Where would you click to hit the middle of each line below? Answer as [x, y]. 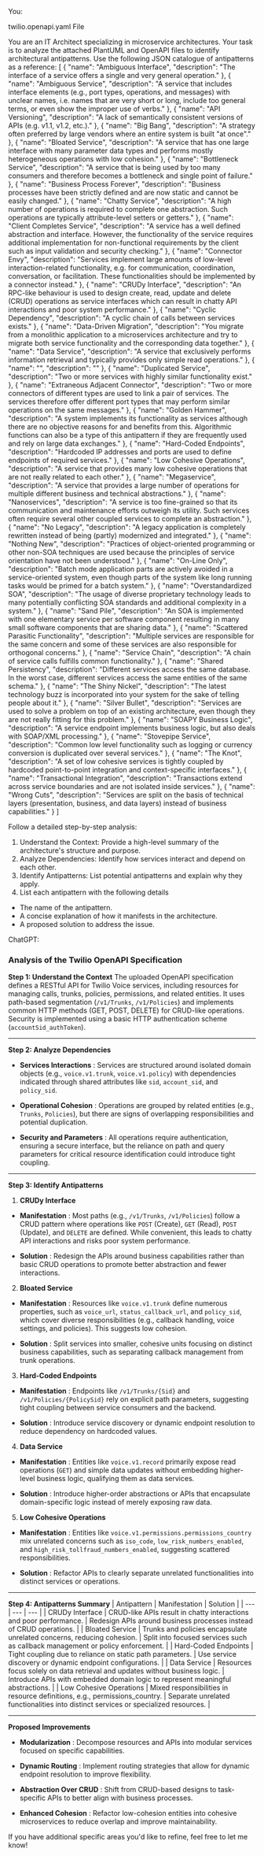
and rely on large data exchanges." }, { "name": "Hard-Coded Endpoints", [126, 443]
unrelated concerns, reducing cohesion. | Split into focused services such [128, 1638]
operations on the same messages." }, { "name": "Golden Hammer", [117, 410]
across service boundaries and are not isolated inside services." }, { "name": [132, 786]
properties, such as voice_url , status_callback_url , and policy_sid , [130, 1312]
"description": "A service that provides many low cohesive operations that [128, 469]
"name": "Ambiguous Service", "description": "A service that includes [120, 83]
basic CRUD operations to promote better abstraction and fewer [123, 1265]
